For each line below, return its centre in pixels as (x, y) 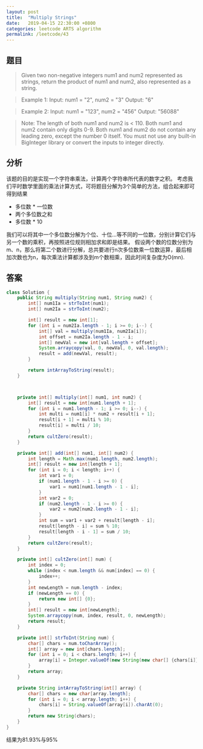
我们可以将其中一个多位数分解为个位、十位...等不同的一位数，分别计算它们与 (101, 234)
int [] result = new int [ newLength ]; (74, 610)
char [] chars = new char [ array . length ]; (79, 693)
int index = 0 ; (47, 565)
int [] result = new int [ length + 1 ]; (75, 465)
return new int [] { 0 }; (67, 599)
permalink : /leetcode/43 (37, 34)
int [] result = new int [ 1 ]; (63, 320)
